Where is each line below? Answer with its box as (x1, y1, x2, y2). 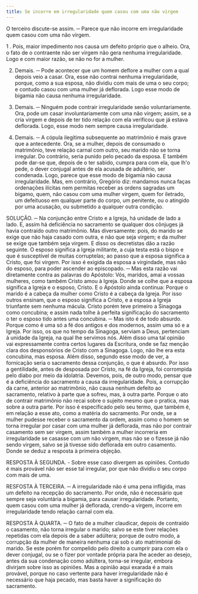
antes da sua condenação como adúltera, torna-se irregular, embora (6, 557, 173, 564)
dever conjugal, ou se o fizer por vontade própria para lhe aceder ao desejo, (6, 551, 192, 558)
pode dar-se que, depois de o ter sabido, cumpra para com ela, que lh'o (14, 159, 190, 166)
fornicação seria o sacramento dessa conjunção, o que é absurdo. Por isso (6, 359, 189, 366)
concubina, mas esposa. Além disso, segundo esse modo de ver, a (6, 353, 169, 360)
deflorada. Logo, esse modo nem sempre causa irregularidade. (14, 122, 168, 129)
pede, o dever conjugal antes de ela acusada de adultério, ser (14, 165, 165, 172)
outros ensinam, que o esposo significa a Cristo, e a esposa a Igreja (6, 296, 171, 303)
